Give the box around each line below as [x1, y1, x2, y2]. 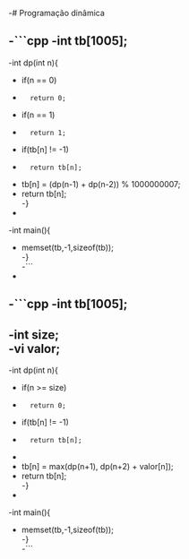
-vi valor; [8, 340, 60, 357]
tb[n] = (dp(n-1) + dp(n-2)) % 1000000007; [21, 178, 181, 189]
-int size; [8, 327, 60, 342]
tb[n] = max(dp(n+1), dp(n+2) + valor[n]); [21, 461, 174, 472]
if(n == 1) [21, 109, 56, 120]
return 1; [30, 128, 66, 137]
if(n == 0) [21, 74, 57, 85]
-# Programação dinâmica [8, 8, 105, 18]
